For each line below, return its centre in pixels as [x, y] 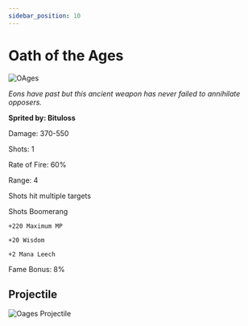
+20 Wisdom [27, 240]
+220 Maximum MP [35, 226]
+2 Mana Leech [32, 254]
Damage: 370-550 [39, 133]
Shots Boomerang [38, 211]
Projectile [33, 294]
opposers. [25, 102]
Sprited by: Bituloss [42, 118]
